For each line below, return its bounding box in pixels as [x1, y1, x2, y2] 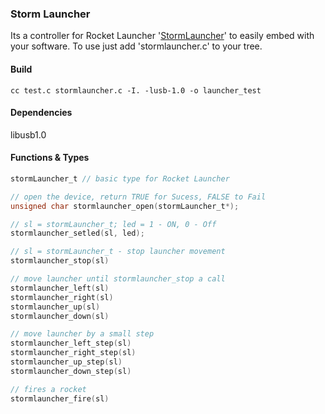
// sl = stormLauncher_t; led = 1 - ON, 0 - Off [10, 219, 217, 229]
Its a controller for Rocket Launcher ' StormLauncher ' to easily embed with [10, 30, 315, 42]
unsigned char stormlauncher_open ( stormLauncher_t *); [10, 201, 240, 211]
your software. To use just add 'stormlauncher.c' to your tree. [10, 40, 263, 52]
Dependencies [10, 107, 73, 119]
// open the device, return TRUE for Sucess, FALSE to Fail [10, 192, 267, 202]
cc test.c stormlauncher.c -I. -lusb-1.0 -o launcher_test [10, 85, 262, 96]
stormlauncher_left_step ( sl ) [10, 338, 132, 349]
